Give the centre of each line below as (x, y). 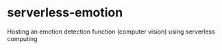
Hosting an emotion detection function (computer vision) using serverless (111, 32)
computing (22, 38)
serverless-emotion (65, 13)
